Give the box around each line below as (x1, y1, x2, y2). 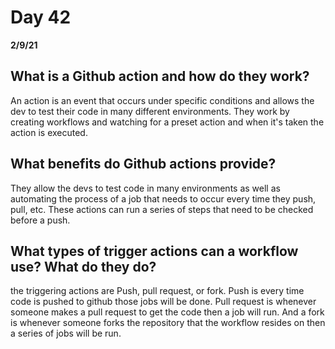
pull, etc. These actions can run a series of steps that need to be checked (10, 203, 314, 215)
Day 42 (10, 6, 72, 29)
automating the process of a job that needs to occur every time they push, (10, 192, 317, 205)
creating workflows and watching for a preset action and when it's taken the (10, 116, 325, 128)
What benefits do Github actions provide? (10, 156, 277, 173)
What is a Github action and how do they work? (10, 68, 310, 85)
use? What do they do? (10, 258, 157, 275)
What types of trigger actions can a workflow (10, 242, 299, 260)
